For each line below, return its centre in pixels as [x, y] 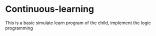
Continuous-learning [49, 9]
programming [19, 28]
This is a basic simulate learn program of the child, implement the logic [78, 23]
